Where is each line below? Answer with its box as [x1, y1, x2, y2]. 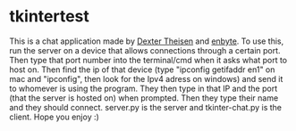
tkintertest [9, 6, 89, 27]
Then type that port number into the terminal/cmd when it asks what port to [9, 54, 288, 65]
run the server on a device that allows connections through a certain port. [9, 45, 281, 55]
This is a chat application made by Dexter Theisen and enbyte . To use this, [9, 36, 284, 46]
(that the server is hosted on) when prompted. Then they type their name [9, 92, 279, 103]
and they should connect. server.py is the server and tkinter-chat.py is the [9, 102, 283, 112]
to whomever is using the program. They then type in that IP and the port [9, 83, 278, 94]
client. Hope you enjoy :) [9, 111, 100, 122]
